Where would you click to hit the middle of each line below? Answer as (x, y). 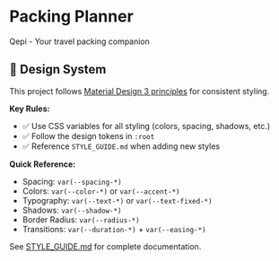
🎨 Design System (58, 70)
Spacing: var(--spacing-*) (72, 181)
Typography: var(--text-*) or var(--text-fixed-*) (117, 200)
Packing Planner (72, 17)
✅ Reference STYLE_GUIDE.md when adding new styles (121, 146)
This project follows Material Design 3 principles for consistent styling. (139, 91)
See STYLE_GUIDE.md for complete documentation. (105, 246)
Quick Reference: (43, 164)
